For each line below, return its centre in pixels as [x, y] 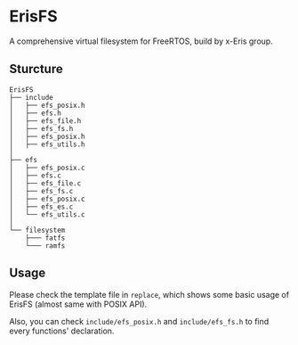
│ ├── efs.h [36, 113]
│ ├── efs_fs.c [41, 191]
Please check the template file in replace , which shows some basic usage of [149, 294]
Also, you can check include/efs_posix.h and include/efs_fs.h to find [139, 321]
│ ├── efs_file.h [45, 121]
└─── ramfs [45, 246]
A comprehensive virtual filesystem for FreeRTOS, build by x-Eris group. [141, 41]
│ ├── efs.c [36, 176]
